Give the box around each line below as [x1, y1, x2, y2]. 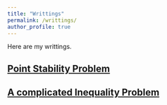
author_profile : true [7, 23, 71, 30]
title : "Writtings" [7, 10, 65, 17]
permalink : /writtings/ [7, 17, 78, 24]
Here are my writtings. [7, 43, 72, 51]
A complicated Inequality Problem [7, 87, 160, 99]
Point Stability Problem [7, 62, 111, 74]
